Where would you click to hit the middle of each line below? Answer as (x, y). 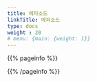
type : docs (23, 26)
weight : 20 (24, 32)
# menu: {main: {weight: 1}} (49, 39)
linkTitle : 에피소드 (34, 20)
